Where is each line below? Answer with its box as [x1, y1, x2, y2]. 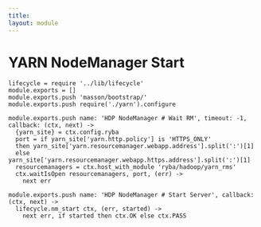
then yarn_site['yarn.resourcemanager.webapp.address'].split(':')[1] [15, 143, 255, 151]
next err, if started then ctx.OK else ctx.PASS [22, 212, 187, 220]
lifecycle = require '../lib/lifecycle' [8, 80, 145, 88]
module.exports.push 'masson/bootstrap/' [8, 93, 148, 102]
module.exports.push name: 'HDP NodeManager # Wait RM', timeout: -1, [8, 115, 247, 123]
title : [8, 11, 30, 20]
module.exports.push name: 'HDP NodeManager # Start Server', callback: [8, 191, 255, 199]
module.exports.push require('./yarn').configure [8, 100, 177, 108]
